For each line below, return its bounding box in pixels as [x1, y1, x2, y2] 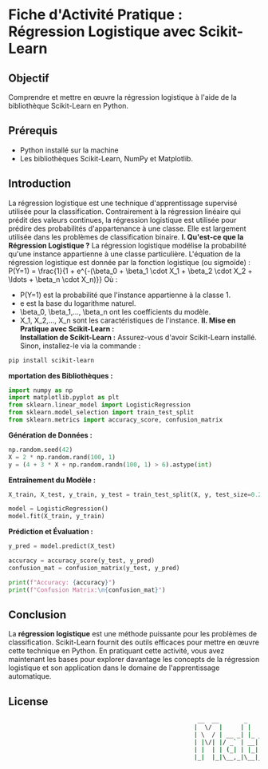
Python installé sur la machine [19, 145, 120, 155]
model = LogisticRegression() [8, 505, 109, 513]
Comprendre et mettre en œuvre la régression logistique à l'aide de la [8, 93, 237, 101]
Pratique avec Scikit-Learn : [19, 323, 115, 333]
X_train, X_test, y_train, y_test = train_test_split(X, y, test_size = [8, 490, 251, 498]
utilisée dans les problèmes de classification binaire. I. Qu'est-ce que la [8, 232, 244, 241]
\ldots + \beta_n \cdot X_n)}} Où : [8, 274, 118, 284]
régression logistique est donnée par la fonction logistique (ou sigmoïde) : [8, 257, 251, 267]
